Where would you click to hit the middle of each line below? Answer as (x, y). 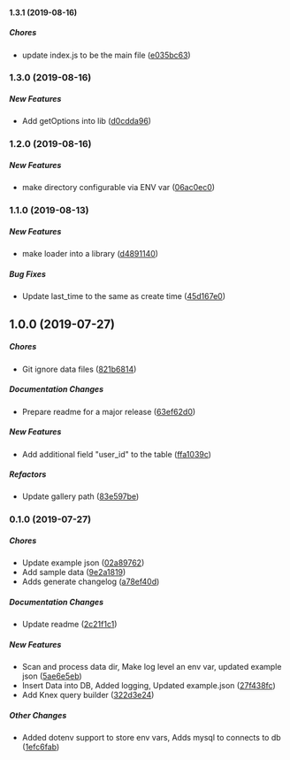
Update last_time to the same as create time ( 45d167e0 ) (124, 296)
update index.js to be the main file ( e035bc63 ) (107, 55)
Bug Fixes (28, 273)
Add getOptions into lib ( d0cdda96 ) (87, 121)
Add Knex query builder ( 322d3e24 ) (88, 695)
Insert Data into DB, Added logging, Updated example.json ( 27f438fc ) (149, 686)
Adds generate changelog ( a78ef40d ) (91, 582)
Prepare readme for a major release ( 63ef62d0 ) (109, 411)
